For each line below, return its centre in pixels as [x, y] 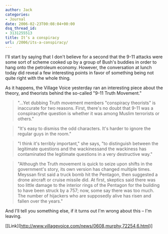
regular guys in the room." [44, 134]
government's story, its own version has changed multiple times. [84, 169]
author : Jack [19, 10]
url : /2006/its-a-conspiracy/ [37, 43]
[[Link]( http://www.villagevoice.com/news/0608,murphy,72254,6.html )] [79, 225]
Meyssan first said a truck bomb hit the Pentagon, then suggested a [88, 174]
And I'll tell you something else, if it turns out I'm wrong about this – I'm [78, 210]
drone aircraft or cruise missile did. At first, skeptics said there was [87, 180]
